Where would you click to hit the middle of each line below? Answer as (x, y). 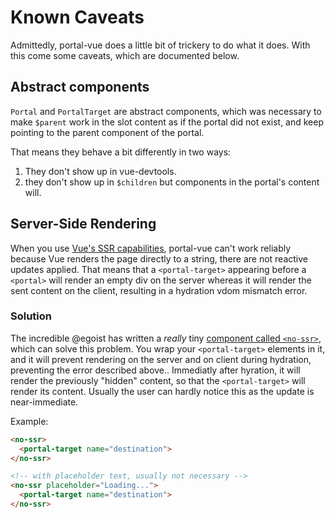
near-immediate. (44, 402)
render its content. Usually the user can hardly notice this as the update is (162, 391)
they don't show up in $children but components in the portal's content (172, 182)
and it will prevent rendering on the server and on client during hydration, (161, 359)
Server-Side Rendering (83, 224)
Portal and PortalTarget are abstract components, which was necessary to (166, 111)
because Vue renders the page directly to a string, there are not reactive (159, 258)
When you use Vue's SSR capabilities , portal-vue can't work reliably (151, 248)
